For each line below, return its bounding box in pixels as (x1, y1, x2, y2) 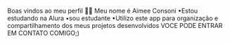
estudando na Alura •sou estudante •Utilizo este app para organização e (7, 14, 219, 22)
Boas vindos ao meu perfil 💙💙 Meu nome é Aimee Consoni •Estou (7, 7, 198, 15)
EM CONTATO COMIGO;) (7, 29, 79, 37)
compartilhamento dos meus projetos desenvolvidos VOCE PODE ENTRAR (7, 22, 223, 29)
